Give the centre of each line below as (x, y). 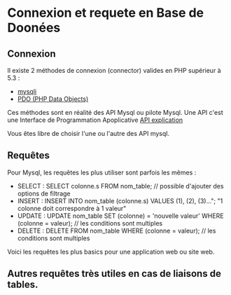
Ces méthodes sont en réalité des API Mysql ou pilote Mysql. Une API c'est (115, 112)
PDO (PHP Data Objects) (53, 99)
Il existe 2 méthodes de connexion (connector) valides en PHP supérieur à (114, 70)
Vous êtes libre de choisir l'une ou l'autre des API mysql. (89, 133)
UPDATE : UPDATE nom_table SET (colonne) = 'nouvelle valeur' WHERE (120, 216)
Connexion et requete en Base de (106, 13)
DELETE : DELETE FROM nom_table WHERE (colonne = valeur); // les (117, 231)
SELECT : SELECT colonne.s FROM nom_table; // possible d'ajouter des (120, 186)
